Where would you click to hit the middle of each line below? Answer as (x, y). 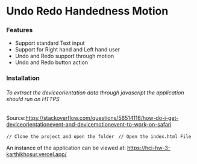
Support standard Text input (50, 43)
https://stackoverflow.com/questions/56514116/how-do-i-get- (102, 118)
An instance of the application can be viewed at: (66, 148)
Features (20, 30)
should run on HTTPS (33, 99)
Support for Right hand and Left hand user (67, 50)
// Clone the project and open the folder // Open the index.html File (99, 136)
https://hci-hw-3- (149, 148)
